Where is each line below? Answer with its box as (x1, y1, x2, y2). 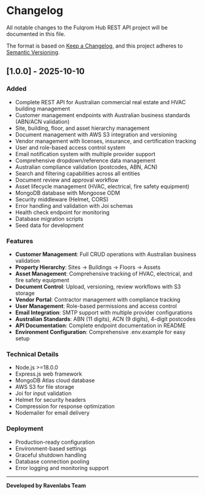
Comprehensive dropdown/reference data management (15, 157, 156, 164)
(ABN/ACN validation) (15, 118, 70, 125)
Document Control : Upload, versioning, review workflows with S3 (15, 283, 181, 290)
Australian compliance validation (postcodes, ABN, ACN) (15, 163, 158, 171)
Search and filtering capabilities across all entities (15, 169, 140, 177)
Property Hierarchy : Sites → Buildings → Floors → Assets (15, 263, 160, 271)
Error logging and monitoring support (15, 464, 109, 471)
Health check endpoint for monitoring (15, 208, 110, 216)
